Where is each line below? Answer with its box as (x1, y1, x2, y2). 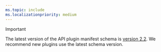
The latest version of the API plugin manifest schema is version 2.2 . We (5, 36, 156, 42)
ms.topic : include (5, 7, 45, 13)
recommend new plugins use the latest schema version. (5, 41, 124, 47)
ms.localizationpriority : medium (5, 12, 77, 17)
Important (5, 26, 26, 32)
